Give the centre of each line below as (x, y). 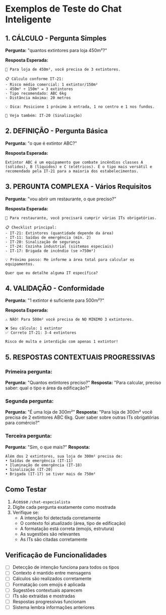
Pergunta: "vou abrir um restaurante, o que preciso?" (61, 199)
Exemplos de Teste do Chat (64, 9)
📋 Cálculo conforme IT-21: (35, 79)
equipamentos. (20, 264)
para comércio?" (22, 423)
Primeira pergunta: (29, 371)
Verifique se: (26, 512)
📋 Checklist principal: (31, 227)
